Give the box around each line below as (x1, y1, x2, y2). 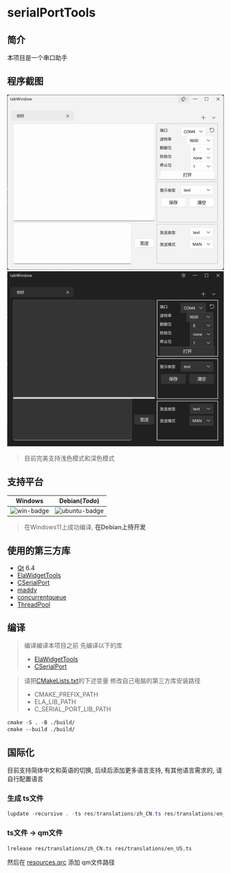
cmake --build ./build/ (7, 726, 76, 733)
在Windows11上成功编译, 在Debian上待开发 (23, 523, 146, 531)
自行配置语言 (7, 775, 43, 783)
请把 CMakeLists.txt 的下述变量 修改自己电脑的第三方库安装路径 (23, 677, 201, 685)
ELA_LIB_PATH (34, 697, 76, 706)
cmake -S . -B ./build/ (7, 719, 76, 726)
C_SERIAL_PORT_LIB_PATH (34, 705, 111, 713)
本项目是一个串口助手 (7, 54, 67, 61)
